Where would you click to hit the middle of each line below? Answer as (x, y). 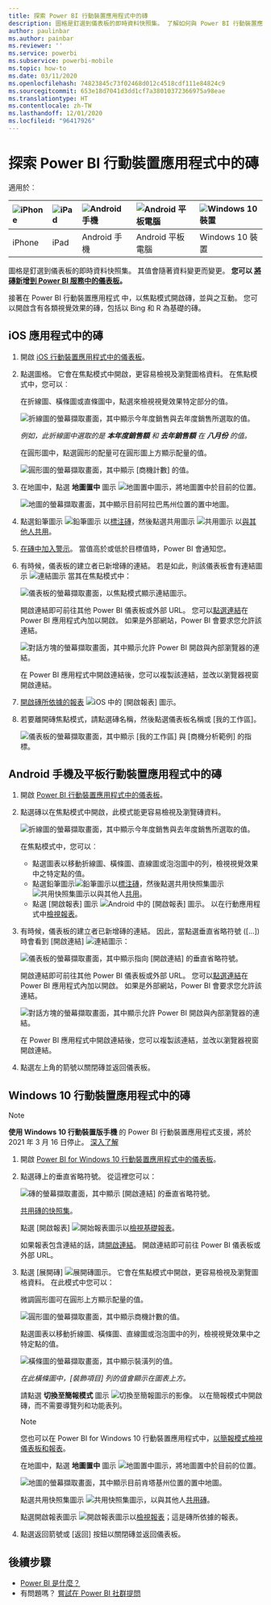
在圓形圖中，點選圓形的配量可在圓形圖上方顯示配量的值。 (115, 452)
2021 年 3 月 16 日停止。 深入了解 (64, 1142)
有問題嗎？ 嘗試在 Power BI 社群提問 (80, 1593)
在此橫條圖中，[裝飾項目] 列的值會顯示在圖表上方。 (105, 1378)
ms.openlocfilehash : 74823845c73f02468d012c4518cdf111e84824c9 (117, 83)
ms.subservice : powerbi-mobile (61, 61)
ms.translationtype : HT (48, 98)
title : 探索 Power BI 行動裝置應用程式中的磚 (78, 16)
